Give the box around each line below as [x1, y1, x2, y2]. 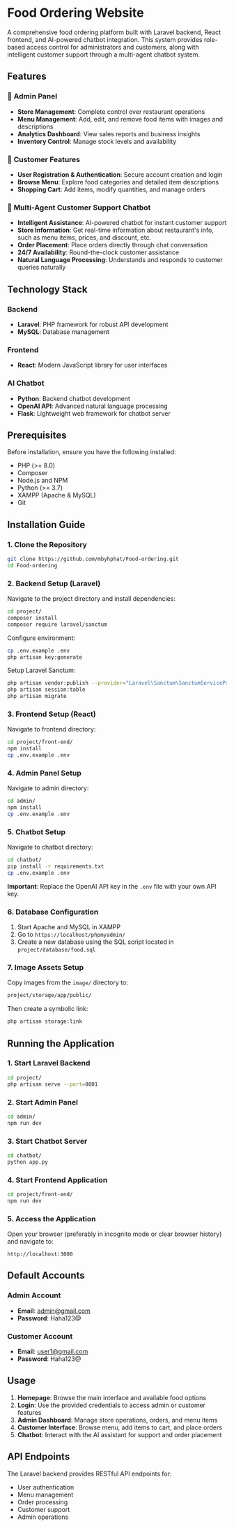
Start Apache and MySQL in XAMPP [17, 923, 121, 931]
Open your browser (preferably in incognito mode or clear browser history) [7, 1230, 222, 1238]
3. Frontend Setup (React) [7, 709, 96, 719]
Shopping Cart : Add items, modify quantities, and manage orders [17, 185, 205, 194]
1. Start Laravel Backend [7, 1058, 91, 1068]
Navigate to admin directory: [7, 784, 89, 792]
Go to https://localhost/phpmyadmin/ [17, 931, 125, 939]
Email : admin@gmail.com [17, 1307, 91, 1315]
